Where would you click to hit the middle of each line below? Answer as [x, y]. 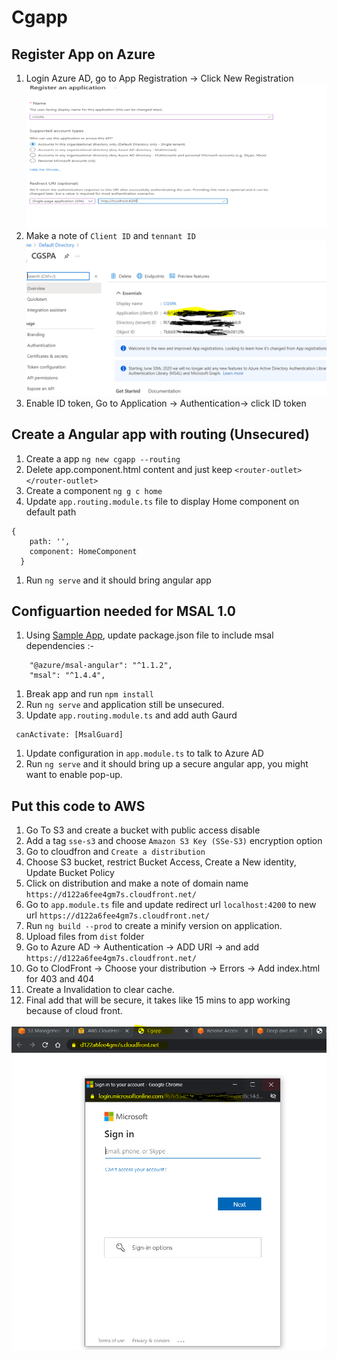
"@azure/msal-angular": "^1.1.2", [101, 666]
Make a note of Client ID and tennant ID [110, 236]
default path [51, 512]
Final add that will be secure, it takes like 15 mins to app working [158, 1000]
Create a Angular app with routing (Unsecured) [160, 434]
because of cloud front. [74, 1011]
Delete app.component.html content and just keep [129, 469]
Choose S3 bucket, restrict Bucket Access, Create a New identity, [161, 862]
